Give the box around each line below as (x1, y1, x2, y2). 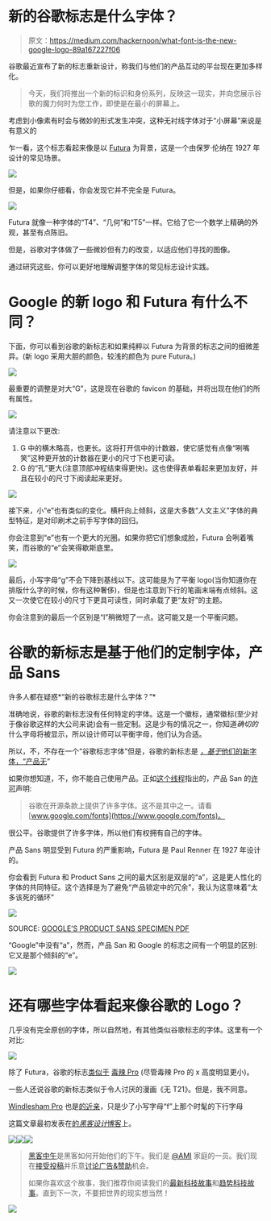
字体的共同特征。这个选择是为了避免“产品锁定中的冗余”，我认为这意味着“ (8, 882, 252, 891)
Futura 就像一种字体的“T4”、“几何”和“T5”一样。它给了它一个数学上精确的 (8, 217, 252, 226)
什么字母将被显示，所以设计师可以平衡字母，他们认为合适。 (8, 729, 206, 738)
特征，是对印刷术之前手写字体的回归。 (15, 515, 143, 525)
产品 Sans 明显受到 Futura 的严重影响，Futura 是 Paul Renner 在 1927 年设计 (8, 845, 261, 854)
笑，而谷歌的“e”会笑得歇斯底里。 (8, 542, 119, 552)
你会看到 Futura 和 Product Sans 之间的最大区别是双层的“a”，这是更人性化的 (8, 872, 262, 882)
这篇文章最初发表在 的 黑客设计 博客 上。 (8, 1118, 135, 1128)
